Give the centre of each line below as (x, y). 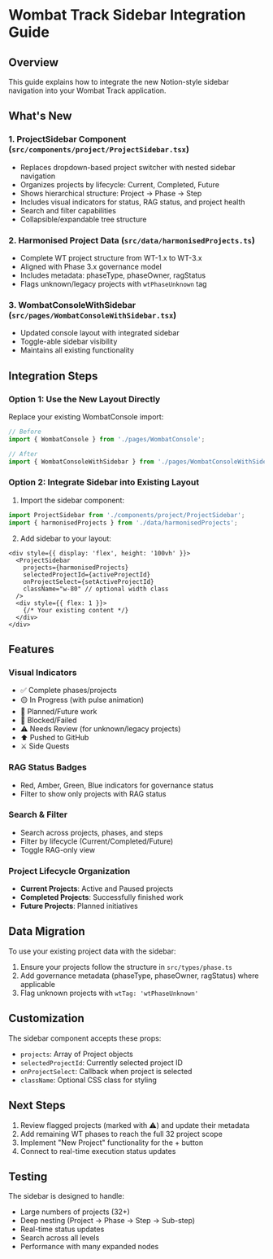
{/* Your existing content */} (76, 610)
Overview (34, 62)
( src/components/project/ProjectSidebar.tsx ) (99, 150)
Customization (47, 1018)
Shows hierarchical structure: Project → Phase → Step (111, 193)
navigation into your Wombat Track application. (87, 90)
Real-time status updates (62, 1229)
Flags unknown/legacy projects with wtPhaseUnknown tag (113, 283)
